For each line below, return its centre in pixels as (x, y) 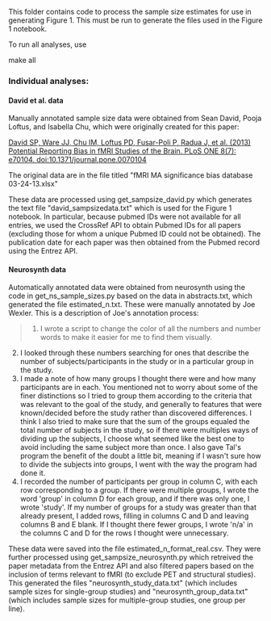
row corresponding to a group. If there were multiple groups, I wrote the (140, 490)
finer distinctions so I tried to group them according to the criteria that (136, 396)
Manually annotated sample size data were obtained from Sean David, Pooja (135, 118)
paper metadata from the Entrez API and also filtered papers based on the (131, 566)
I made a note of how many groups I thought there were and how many (138, 379)
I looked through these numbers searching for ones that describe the (135, 353)
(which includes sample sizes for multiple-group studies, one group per (127, 600)
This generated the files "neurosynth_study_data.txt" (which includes (123, 583)
